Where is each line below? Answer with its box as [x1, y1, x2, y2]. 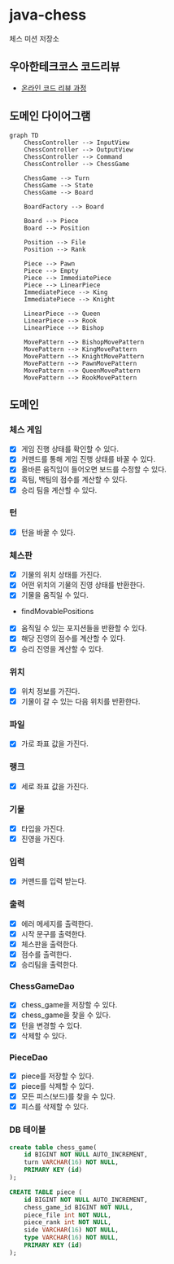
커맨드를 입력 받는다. [20, 876, 87, 886]
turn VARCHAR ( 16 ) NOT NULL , [24, 1158, 119, 1166]
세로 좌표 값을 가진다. [20, 781, 89, 791]
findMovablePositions [20, 607, 94, 617]
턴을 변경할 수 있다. [20, 1020, 82, 1030]
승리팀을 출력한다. [20, 959, 78, 970]
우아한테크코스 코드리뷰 [9, 59, 120, 74]
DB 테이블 [9, 1124, 46, 1135]
